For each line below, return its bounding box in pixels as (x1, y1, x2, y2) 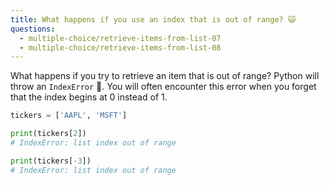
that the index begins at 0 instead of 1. (10, 91, 168, 103)
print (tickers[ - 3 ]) (10, 156, 92, 166)
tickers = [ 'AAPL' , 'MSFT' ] (10, 111, 128, 121)
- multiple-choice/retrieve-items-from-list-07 (19, 33, 222, 43)
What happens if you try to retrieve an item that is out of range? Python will (10, 70, 320, 82)
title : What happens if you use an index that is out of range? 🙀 (10, 14, 297, 25)
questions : (10, 24, 56, 34)
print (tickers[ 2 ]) (10, 129, 87, 139)
